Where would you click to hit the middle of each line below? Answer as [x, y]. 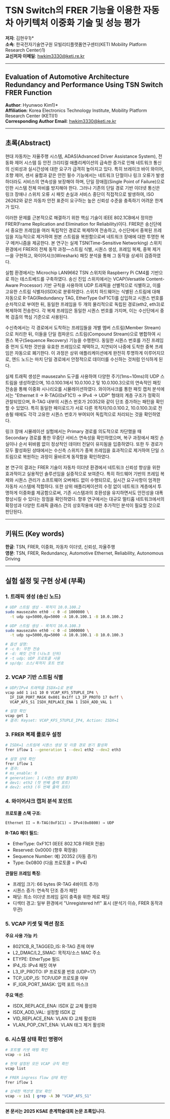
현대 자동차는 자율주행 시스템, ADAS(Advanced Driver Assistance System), [81, 156]
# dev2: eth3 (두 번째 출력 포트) [38, 787]
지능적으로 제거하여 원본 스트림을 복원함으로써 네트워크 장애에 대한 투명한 [87, 236]
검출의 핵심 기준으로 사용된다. [40, 317]
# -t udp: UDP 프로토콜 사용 [33, 658]
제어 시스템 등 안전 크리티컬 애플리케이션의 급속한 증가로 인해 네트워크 [83, 162]
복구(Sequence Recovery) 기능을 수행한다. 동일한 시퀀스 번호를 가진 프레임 [89, 340]
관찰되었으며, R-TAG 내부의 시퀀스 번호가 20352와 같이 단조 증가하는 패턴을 [80, 401]
